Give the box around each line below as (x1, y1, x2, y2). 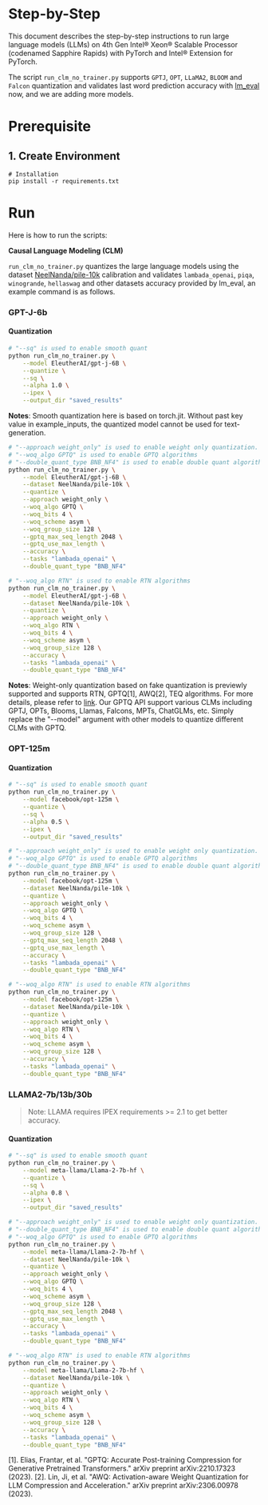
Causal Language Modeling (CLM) (8, 246, 124, 255)
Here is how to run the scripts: (8, 230, 108, 240)
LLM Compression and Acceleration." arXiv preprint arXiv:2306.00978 (8, 1481, 239, 1491)
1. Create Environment (8, 149, 121, 162)
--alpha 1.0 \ (22, 382, 69, 390)
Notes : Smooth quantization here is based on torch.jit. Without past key (8, 411, 243, 420)
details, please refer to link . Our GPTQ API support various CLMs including (8, 698, 253, 707)
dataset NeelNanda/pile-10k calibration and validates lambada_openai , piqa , (8, 270, 254, 279)
